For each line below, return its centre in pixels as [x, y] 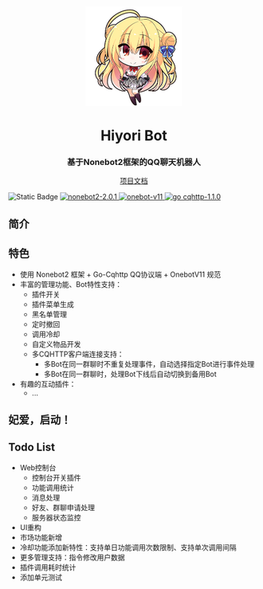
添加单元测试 [41, 577]
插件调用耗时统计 [48, 567]
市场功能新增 [41, 537]
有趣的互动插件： [48, 383]
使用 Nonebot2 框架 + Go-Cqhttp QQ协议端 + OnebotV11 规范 [120, 274]
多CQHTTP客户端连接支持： [78, 354]
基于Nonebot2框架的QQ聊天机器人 [134, 163]
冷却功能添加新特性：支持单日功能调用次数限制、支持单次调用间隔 [128, 547]
